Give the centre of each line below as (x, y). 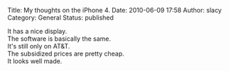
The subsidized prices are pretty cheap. (66, 53)
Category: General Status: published (60, 18)
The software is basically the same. (59, 39)
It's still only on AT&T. (39, 46)
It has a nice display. (37, 31)
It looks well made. (35, 61)
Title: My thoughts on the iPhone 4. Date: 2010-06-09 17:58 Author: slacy (114, 10)
